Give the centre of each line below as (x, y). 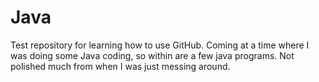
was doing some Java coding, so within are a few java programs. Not (152, 55)
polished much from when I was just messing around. (120, 66)
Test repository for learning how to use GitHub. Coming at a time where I (160, 45)
